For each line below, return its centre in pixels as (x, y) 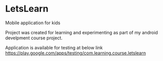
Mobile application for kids (33, 23)
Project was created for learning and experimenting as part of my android (82, 32)
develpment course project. (34, 38)
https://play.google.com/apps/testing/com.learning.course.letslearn (76, 53)
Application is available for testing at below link (54, 47)
